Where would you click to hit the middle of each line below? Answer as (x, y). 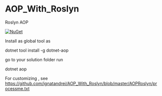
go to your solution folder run (34, 59)
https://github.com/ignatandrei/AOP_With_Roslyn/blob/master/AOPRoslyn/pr (81, 83)
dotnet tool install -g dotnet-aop (37, 50)
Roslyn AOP (17, 22)
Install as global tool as (28, 41)
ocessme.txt (17, 88)
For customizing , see (27, 78)
